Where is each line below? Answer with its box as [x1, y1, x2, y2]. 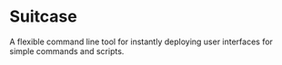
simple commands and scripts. [9, 45, 125, 56]
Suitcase [9, 6, 77, 27]
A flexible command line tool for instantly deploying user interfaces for [9, 36, 273, 47]
